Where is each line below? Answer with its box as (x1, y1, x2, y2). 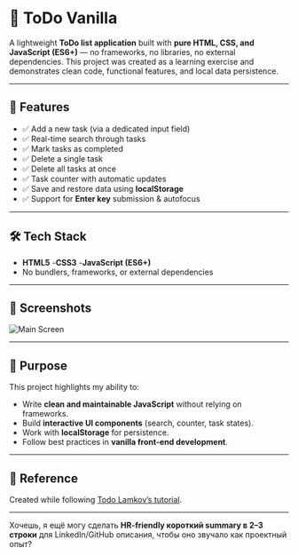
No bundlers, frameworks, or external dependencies (21, 266, 214, 277)
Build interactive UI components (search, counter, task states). (21, 417, 255, 429)
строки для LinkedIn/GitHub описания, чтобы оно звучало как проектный (9, 529, 287, 540)
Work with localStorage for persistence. (21, 427, 169, 438)
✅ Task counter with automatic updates (21, 173, 167, 184)
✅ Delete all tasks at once (21, 163, 117, 174)
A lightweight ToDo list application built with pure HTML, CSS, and (9, 37, 255, 48)
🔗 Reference (9, 471, 78, 486)
